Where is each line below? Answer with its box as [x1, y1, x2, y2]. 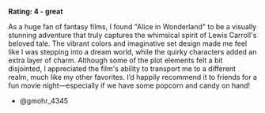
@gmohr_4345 [19, 96, 69, 105]
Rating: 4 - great [8, 7, 63, 16]
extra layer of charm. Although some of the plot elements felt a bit [8, 55, 223, 65]
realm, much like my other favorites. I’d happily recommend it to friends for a [8, 73, 257, 81]
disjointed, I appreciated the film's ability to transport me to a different [8, 64, 236, 73]
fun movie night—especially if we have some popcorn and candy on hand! [8, 81, 251, 90]
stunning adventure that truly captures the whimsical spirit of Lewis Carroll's [8, 31, 257, 40]
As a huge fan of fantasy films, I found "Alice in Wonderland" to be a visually [8, 22, 257, 31]
